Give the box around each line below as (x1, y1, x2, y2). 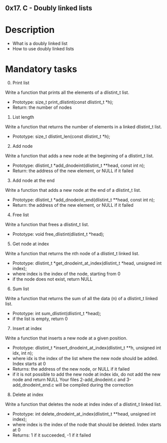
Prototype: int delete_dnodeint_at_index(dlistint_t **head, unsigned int (12, 411, 156, 417)
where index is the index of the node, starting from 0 (12, 271, 121, 277)
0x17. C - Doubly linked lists (5, 4, 92, 12)
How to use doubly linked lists (12, 46, 74, 52)
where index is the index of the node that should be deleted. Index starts (12, 422, 162, 428)
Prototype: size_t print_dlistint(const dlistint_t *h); (12, 99, 114, 105)
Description (5, 24, 55, 35)
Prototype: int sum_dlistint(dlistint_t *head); (12, 311, 101, 317)
